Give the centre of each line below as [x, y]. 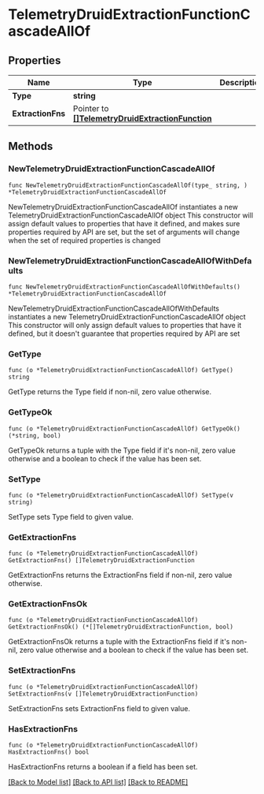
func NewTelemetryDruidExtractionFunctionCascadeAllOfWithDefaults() [125, 287]
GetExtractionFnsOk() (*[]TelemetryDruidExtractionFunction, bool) [121, 627]
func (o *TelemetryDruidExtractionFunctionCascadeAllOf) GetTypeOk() [125, 429]
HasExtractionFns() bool [49, 752]
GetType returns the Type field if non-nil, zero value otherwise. [110, 392]
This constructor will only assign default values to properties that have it [125, 325]
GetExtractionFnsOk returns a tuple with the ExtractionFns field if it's [119, 642]
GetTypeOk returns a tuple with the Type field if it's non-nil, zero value [122, 450]
